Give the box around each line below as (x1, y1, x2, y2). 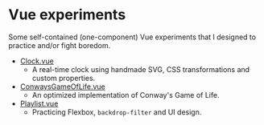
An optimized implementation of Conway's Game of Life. (31, 90, 220, 99)
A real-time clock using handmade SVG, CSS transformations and (31, 64, 250, 74)
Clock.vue (19, 56, 54, 66)
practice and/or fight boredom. (8, 40, 111, 50)
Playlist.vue (19, 99, 59, 108)
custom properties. (31, 73, 96, 83)
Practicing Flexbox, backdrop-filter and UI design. (31, 107, 202, 117)
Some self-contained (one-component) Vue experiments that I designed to (8, 32, 256, 42)
